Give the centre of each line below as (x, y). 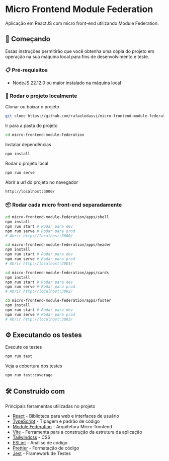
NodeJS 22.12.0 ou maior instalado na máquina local (67, 83)
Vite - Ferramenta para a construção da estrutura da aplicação (77, 432)
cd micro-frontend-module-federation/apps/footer (58, 301)
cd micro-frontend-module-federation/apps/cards (57, 273)
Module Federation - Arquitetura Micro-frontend (62, 426)
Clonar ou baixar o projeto (32, 107)
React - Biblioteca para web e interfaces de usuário (66, 416)
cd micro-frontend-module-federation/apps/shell (57, 217)
